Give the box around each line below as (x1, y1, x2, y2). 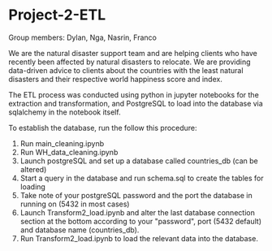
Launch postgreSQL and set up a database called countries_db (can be (19, 156, 258, 166)
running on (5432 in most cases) (19, 199, 130, 209)
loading (19, 181, 46, 192)
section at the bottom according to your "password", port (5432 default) (19, 216, 262, 226)
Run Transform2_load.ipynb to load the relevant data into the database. (19, 233, 258, 243)
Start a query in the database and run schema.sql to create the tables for (19, 173, 264, 183)
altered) (19, 164, 47, 174)
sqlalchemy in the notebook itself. (8, 107, 121, 117)
